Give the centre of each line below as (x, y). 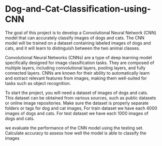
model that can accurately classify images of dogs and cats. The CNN (75, 38)
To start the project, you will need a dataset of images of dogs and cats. (77, 93)
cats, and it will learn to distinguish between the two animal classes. (73, 48)
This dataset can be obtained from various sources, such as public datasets (81, 97)
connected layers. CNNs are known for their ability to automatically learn (77, 73)
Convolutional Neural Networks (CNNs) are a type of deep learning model (79, 57)
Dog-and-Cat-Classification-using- (78, 9)
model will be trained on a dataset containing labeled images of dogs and (78, 43)
